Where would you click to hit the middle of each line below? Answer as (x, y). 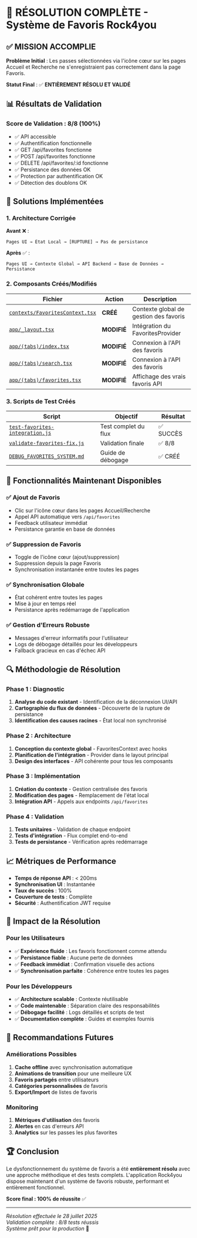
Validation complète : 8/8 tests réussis (52, 1222)
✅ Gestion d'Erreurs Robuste (48, 625)
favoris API (147, 384)
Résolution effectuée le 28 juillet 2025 (52, 1216)
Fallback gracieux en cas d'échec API (60, 650)
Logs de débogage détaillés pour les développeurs (76, 644)
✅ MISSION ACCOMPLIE (51, 47)
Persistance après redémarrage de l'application (72, 610)
